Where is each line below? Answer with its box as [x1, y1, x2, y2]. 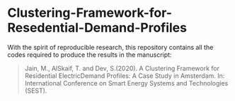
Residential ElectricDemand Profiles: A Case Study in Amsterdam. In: [24, 72, 225, 80]
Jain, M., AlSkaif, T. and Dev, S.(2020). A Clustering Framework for [24, 64, 219, 72]
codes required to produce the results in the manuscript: [7, 50, 172, 59]
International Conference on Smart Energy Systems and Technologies [24, 79, 229, 87]
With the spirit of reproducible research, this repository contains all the [7, 43, 214, 51]
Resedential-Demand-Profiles [7, 20, 188, 36]
